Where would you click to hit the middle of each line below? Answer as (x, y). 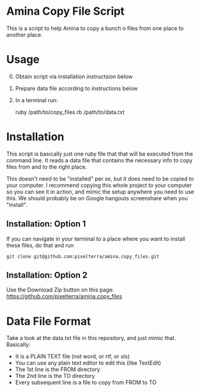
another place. (24, 34)
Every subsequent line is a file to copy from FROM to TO (86, 383)
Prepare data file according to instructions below (77, 88)
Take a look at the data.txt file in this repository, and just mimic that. (91, 338)
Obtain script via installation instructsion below (74, 76)
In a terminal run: (36, 100)
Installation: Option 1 (46, 224)
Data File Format (49, 321)
